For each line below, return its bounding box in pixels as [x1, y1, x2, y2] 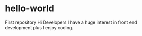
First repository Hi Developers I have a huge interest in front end [5, 19, 137, 25]
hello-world [5, 3, 55, 14]
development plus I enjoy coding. [5, 24, 74, 30]
